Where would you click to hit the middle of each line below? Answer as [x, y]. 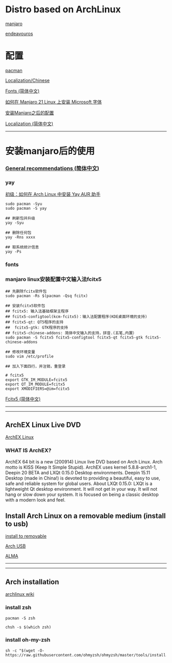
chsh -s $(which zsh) [28, 627]
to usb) [17, 524]
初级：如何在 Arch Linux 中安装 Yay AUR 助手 [53, 194]
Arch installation [32, 582]
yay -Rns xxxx [20, 237]
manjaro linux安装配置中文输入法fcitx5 [53, 279]
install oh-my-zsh [28, 640]
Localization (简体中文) [29, 124]
